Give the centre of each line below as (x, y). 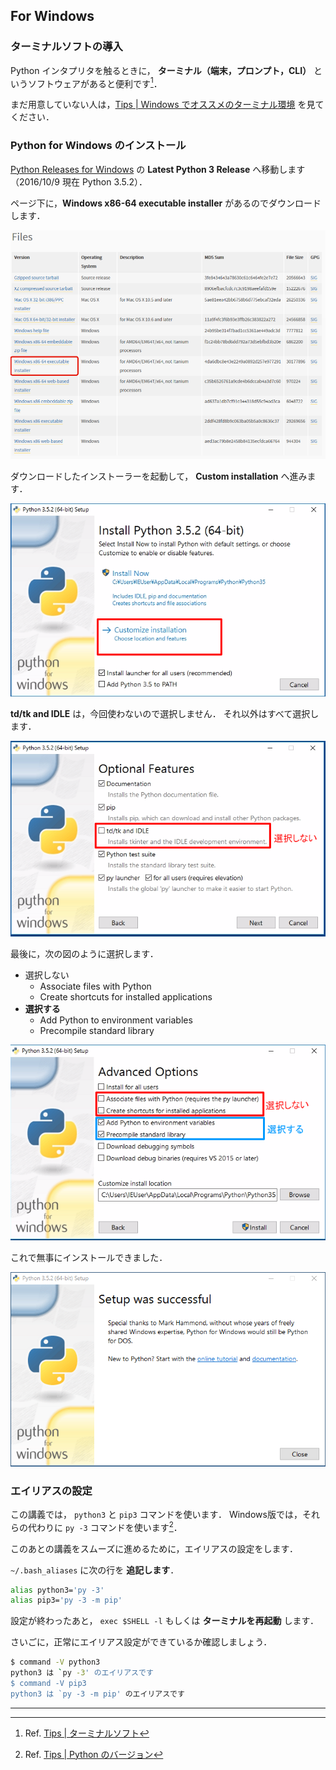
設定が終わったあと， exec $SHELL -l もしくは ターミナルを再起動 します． (164, 1621)
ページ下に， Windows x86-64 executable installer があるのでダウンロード (166, 203)
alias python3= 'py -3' (57, 1590)
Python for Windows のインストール (98, 146)
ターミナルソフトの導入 (66, 47)
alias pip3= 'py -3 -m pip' (66, 1600)
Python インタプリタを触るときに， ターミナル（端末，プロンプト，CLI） (161, 70)
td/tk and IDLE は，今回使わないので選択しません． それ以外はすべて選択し (165, 714)
